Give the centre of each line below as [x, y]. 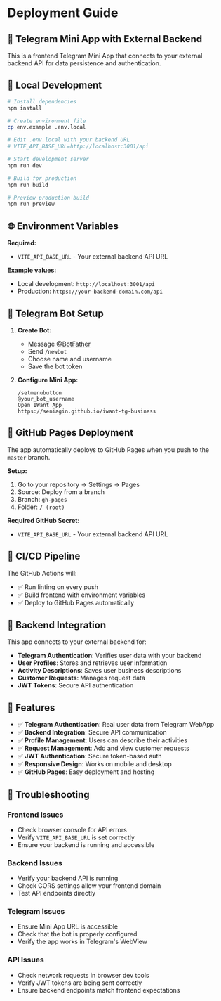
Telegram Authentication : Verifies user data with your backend [109, 656]
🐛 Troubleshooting [48, 795]
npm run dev [25, 166]
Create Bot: [34, 330]
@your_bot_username [46, 399]
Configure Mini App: [48, 380]
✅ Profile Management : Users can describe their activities [102, 740]
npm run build [28, 185]
